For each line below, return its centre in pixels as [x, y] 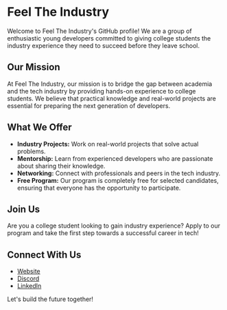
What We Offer [39, 128]
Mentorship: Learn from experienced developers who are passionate [115, 158]
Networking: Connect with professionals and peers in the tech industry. [119, 173]
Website [29, 272]
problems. [31, 151]
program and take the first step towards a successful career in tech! [103, 233]
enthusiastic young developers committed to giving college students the [109, 38]
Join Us [24, 209]
